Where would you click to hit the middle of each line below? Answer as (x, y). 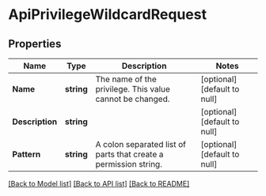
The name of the (126, 79)
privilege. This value (133, 89)
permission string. (129, 164)
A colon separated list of (141, 144)
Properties (35, 44)
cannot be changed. (133, 99)
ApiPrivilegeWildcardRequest (108, 15)
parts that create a (129, 154)
